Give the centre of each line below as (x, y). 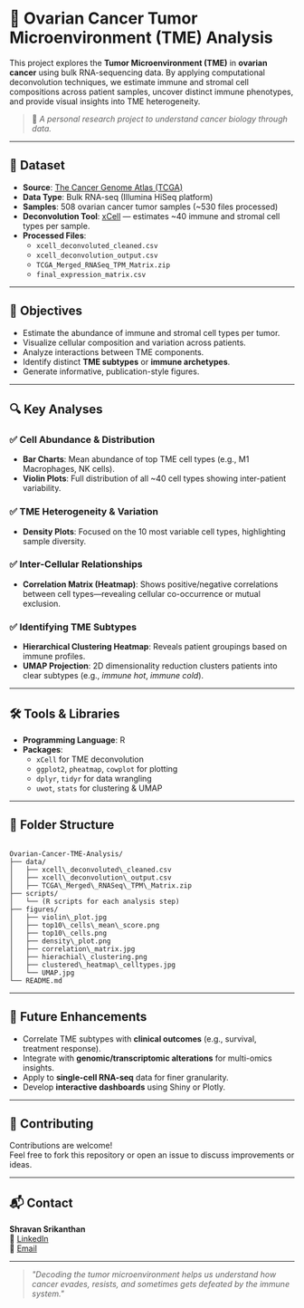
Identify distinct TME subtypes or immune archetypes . (126, 361)
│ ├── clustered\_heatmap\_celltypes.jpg (93, 965)
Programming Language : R (74, 740)
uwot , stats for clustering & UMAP (99, 788)
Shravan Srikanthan (47, 1229)
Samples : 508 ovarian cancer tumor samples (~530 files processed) (150, 207)
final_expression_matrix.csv (91, 274)
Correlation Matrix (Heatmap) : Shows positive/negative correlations (150, 584)
